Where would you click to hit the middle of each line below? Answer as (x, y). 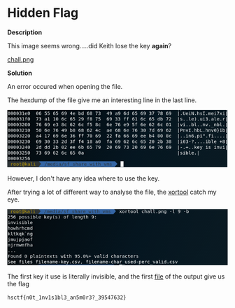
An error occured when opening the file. (65, 86)
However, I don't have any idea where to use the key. (83, 178)
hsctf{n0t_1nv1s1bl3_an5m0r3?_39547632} (67, 297)
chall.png (21, 59)
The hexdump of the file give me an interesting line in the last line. (102, 100)
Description (25, 32)
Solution (20, 73)
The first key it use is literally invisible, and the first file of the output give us (116, 276)
